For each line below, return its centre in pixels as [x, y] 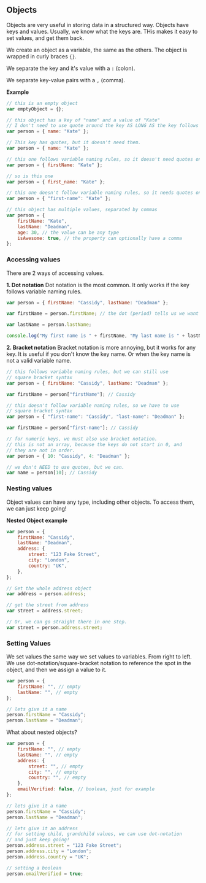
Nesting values [29, 488]
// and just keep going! [38, 840]
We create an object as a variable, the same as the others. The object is [97, 50]
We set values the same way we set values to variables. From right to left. [99, 657]
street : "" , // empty [56, 766]
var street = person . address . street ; [55, 627]
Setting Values [29, 643]
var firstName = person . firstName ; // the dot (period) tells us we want [103, 314]
